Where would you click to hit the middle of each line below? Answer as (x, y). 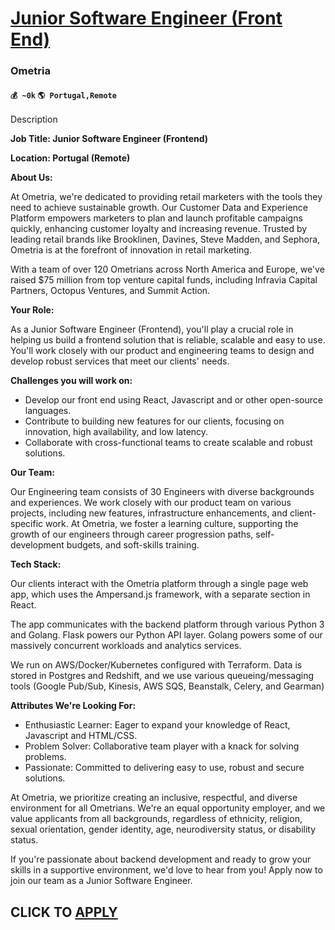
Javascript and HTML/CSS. (81, 736)
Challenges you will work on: (71, 381)
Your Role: (32, 310)
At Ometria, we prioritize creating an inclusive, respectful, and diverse (154, 798)
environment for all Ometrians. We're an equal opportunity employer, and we (168, 808)
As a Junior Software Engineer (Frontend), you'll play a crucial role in (152, 329)
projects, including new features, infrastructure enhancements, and (149, 513)
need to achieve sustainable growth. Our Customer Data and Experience (159, 208)
